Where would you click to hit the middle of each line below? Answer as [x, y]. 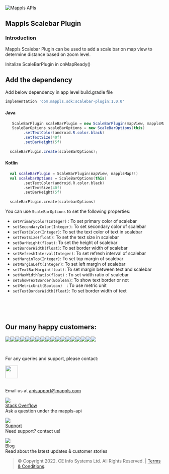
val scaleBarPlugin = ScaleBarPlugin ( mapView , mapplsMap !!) [74, 173]
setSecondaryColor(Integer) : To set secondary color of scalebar [79, 226]
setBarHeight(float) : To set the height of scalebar [65, 243]
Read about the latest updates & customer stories [56, 451]
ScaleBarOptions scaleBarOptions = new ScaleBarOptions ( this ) [78, 128]
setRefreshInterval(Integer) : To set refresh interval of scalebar [79, 253]
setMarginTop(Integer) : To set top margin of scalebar [68, 259]
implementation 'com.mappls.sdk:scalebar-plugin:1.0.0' [65, 101]
